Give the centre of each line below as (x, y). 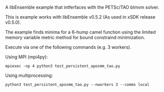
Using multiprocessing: (29, 75)
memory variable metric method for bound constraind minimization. (75, 37)
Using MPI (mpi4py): (26, 57)
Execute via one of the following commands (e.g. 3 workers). (68, 47)
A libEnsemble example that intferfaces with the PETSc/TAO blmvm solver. (82, 7)
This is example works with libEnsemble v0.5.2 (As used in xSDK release (80, 17)
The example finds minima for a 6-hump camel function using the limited (80, 32)
